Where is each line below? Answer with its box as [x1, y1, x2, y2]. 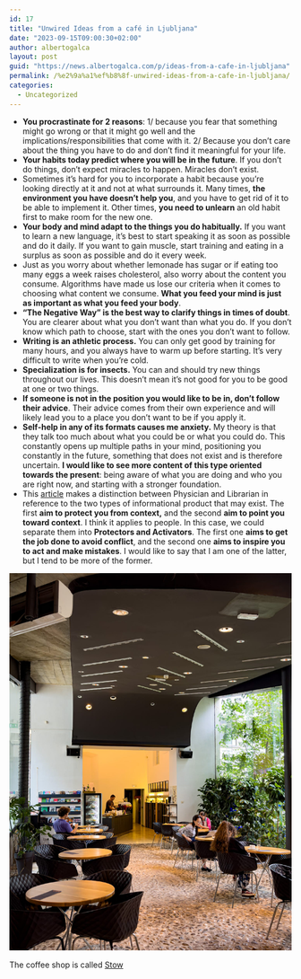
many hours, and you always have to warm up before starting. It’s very [21, 345, 282, 356]
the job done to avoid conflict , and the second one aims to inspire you [21, 535, 286, 547]
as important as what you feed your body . [21, 297, 182, 308]
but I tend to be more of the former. [21, 555, 153, 566]
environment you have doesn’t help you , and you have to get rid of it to [21, 192, 289, 203]
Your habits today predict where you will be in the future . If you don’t [21, 154, 282, 165]
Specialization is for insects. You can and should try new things [21, 364, 261, 375]
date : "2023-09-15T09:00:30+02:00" [9, 33, 142, 42]
